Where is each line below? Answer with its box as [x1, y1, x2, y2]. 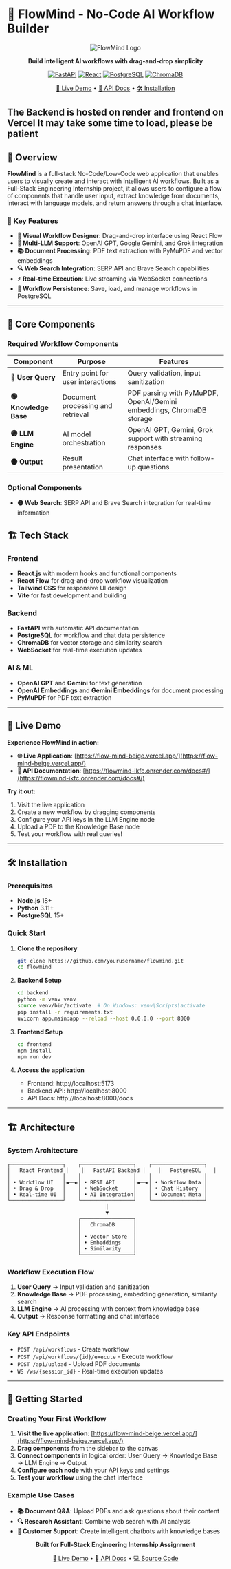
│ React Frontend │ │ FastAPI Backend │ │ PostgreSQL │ [7, 1166, 217, 1174]
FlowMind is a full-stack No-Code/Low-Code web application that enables [7, 170, 219, 178]
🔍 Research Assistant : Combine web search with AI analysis [16, 1517, 191, 1525]
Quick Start [7, 928, 46, 938]
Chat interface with [127, 453, 190, 463]
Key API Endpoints [7, 1330, 71, 1339]
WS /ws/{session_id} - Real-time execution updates [16, 1367, 164, 1375]
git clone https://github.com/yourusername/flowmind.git [16, 957, 184, 964]
